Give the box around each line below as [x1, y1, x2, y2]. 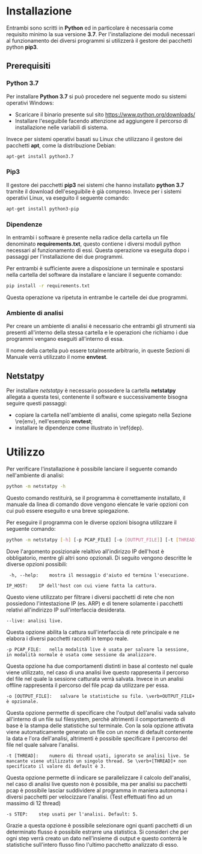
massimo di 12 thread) [6, 799, 61, 806]
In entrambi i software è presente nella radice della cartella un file [6, 233, 168, 241]
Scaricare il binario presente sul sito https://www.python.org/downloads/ [14, 110, 195, 118]
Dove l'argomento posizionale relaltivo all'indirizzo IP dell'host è [6, 548, 164, 555]
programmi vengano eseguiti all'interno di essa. [6, 335, 124, 343]
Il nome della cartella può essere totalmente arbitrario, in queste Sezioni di [6, 347, 191, 354]
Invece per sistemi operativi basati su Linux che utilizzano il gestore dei [6, 135, 183, 142]
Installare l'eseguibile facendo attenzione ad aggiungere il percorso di [14, 117, 188, 124]
